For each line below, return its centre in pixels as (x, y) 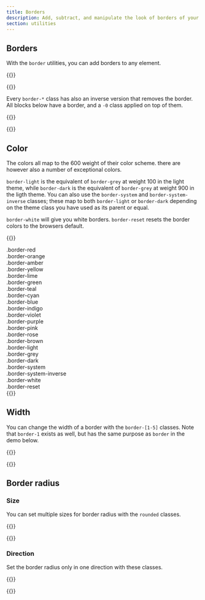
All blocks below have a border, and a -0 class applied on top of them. (95, 106)
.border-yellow (25, 269)
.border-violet (24, 315)
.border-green (24, 282)
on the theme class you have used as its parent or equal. (78, 207)
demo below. (23, 440)
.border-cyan (23, 295)
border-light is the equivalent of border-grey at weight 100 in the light (95, 181)
